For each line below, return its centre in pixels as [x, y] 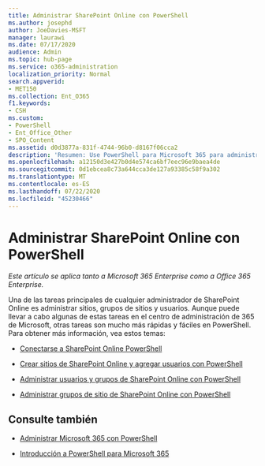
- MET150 [22, 89]
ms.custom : [26, 118]
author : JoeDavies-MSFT [47, 30]
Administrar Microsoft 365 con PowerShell [88, 438]
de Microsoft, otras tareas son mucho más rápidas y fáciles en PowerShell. [130, 325]
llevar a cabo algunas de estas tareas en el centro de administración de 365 [131, 317]
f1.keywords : [30, 103]
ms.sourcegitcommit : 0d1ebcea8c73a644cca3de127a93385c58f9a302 [114, 170]
